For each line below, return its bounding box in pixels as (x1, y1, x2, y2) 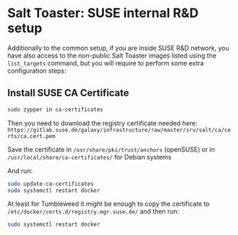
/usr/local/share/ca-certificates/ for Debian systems (7, 152, 172, 161)
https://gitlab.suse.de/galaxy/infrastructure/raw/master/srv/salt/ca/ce (7, 126, 232, 133)
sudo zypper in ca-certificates (7, 105, 103, 113)
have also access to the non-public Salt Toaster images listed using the (7, 51, 217, 60)
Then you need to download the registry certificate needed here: (7, 119, 198, 127)
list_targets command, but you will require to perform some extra (7, 58, 205, 67)
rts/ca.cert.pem (7, 132, 56, 140)
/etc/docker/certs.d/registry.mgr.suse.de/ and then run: (7, 207, 180, 216)
